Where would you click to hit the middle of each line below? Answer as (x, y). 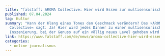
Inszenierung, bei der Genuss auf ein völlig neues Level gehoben (79, 32)
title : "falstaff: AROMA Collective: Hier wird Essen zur (66, 9)
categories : (17, 41)
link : (11, 37)
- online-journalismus (33, 46)
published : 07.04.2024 (28, 14)
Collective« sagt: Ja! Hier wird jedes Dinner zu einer (68, 28)
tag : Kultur (17, 19)
